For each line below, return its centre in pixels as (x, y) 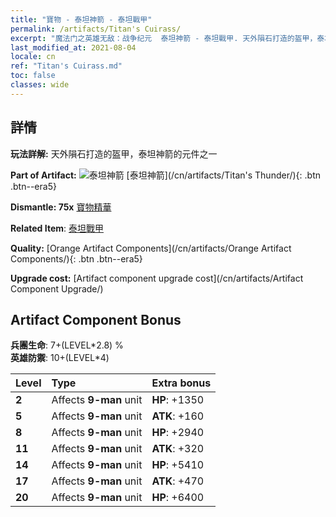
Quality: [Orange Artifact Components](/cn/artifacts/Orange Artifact (151, 248)
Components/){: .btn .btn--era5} (76, 258)
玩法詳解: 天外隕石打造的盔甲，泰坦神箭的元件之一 (114, 153)
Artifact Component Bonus (96, 319)
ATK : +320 (178, 449)
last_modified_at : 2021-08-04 (73, 47)
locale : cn (33, 57)
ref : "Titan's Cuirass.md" (66, 66)
